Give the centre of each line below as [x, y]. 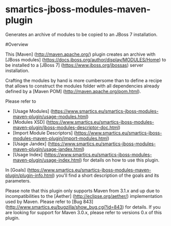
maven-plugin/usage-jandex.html [48, 149]
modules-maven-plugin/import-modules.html [60, 138]
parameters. [18, 180]
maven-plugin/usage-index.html [46, 160]
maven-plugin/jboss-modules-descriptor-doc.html [66, 127]
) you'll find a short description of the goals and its [106, 175]
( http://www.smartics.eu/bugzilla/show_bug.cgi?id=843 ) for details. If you [83, 207]
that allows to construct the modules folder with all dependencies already [82, 86]
